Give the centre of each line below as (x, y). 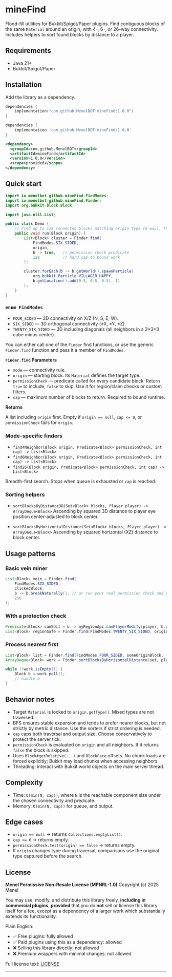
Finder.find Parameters (31, 360)
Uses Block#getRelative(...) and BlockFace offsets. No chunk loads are (89, 755)
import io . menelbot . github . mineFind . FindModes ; (57, 196)
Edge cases (24, 822)
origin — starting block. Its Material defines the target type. (77, 375)
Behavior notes (30, 700)
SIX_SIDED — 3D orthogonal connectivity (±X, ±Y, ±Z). (69, 323)
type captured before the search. (48, 856)
